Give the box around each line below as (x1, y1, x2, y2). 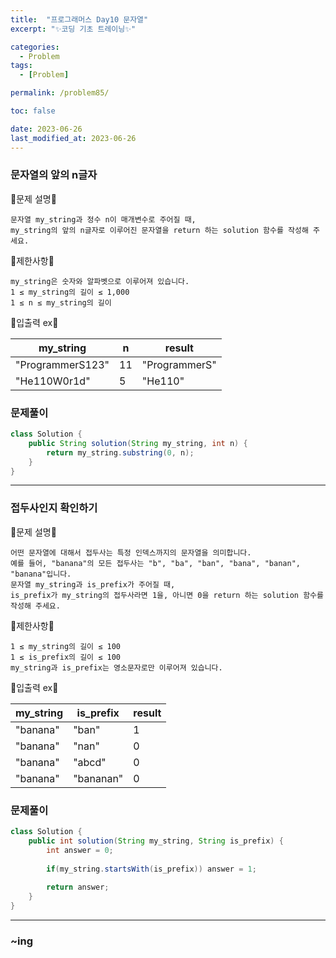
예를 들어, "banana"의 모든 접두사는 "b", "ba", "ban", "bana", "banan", (10, 558, 301, 568)
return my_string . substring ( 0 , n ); (46, 447, 195, 458)
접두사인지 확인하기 (10, 501, 98, 515)
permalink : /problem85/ (10, 88, 110, 98)
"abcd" (73, 755, 107, 769)
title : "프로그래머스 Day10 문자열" (10, 14, 149, 25)
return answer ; (46, 882, 110, 893)
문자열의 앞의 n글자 (10, 168, 98, 182)
